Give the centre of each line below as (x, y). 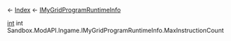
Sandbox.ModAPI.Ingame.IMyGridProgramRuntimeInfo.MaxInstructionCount (115, 30)
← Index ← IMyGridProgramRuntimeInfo (64, 10)
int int (15, 23)
